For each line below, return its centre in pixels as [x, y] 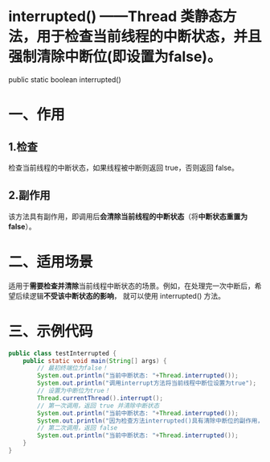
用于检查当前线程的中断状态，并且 [149, 37]
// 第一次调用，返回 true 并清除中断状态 [98, 406]
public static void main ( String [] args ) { [95, 361]
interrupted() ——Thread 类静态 [116, 16]
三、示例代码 [51, 331]
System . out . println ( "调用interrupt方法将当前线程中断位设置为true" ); [147, 383]
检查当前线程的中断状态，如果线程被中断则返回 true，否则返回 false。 [123, 167]
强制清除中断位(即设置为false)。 [115, 57]
